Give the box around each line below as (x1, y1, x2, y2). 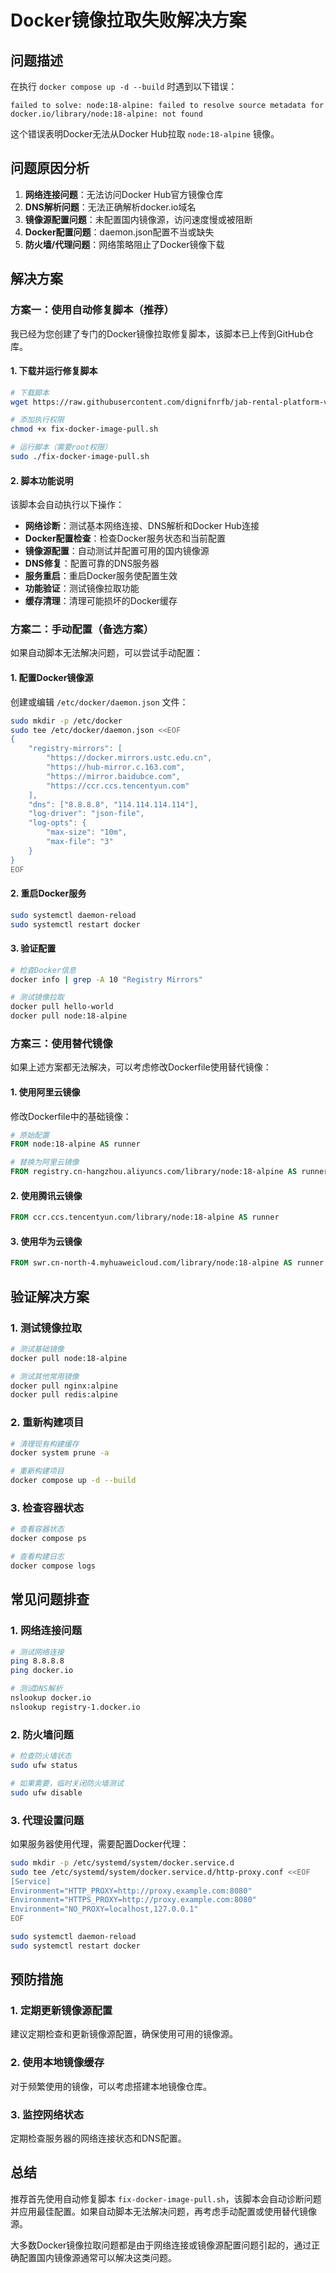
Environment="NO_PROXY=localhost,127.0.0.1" (10, 1904, 199, 1915)
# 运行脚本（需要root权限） (10, 442, 112, 453)
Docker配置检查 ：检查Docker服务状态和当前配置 (24, 532, 226, 545)
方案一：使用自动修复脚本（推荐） (10, 303, 175, 317)
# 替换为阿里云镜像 (10, 1157, 80, 1168)
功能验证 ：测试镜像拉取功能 (24, 582, 140, 595)
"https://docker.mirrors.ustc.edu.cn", (46, 753, 213, 763)
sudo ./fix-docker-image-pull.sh (10, 452, 150, 462)
